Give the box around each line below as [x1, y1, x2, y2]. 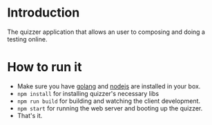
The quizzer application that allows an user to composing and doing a [7, 28, 206, 36]
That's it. [17, 111, 43, 119]
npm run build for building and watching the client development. [17, 97, 201, 105]
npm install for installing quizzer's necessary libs [17, 89, 160, 97]
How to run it [7, 59, 82, 75]
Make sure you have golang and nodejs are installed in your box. [17, 81, 201, 90]
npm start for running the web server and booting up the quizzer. [17, 104, 203, 112]
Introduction [7, 5, 80, 21]
